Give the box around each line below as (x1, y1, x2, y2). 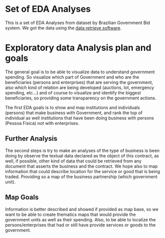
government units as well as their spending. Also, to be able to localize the (5, 216, 156, 222)
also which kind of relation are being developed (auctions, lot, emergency (5, 85, 154, 90)
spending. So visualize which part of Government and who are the (5, 74, 139, 80)
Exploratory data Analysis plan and (5, 42, 152, 54)
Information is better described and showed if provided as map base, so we (5, 206, 159, 212)
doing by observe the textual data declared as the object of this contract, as (5, 152, 159, 158)
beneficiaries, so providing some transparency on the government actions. (5, 95, 157, 101)
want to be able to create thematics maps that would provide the (5, 211, 136, 217)
